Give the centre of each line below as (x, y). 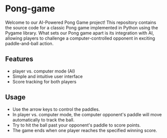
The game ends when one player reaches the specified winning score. (85, 130)
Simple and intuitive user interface (48, 76)
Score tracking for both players (44, 81)
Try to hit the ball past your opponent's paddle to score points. (77, 125)
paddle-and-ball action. (29, 43)
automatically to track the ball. (43, 120)
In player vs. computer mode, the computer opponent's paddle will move (87, 114)
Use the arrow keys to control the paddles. (56, 109)
